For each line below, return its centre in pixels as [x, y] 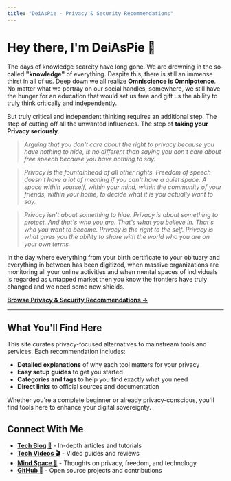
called [16, 74]
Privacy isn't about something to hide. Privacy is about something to [121, 214]
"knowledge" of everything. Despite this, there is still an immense [119, 74]
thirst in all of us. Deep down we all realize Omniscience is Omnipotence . [112, 81]
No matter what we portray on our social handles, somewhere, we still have [114, 88]
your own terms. [47, 244]
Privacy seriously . [34, 131]
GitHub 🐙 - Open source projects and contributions [89, 471]
